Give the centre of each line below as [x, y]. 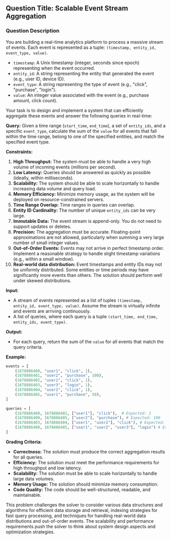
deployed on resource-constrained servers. [59, 199]
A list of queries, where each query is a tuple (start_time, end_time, [85, 316]
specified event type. [28, 141]
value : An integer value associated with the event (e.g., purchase [81, 95]
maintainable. [27, 495]
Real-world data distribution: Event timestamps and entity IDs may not [88, 264]
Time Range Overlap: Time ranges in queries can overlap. [74, 205]
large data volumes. [34, 478]
